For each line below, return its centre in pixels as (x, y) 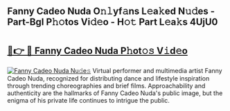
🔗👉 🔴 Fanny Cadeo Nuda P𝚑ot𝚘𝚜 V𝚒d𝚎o (98, 51)
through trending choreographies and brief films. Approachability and (106, 86)
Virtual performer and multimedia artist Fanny (158, 71)
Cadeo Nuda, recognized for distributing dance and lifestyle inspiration (108, 78)
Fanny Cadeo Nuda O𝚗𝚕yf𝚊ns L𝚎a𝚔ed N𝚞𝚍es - (111, 11)
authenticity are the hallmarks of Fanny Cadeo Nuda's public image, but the (115, 93)
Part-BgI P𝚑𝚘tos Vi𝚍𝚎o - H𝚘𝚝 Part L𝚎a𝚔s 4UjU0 (113, 22)
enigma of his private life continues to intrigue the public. (88, 100)
